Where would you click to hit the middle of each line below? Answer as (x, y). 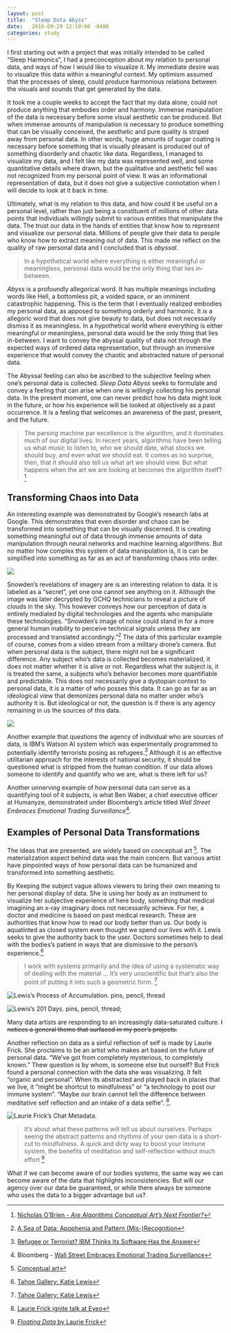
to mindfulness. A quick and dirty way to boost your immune (120, 1144)
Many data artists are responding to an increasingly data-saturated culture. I (115, 1022)
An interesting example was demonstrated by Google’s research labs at (108, 514)
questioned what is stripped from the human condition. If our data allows (110, 767)
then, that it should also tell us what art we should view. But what (115, 462)
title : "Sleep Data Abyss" (47, 20)
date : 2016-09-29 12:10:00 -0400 (58, 26)
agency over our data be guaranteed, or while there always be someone (109, 1188)
